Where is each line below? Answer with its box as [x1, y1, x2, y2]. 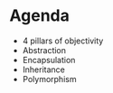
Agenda [9, 5, 70, 26]
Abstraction [22, 44, 66, 55]
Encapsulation [22, 54, 76, 65]
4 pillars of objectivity [22, 35, 104, 46]
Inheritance [22, 64, 66, 75]
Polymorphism [22, 73, 77, 84]
